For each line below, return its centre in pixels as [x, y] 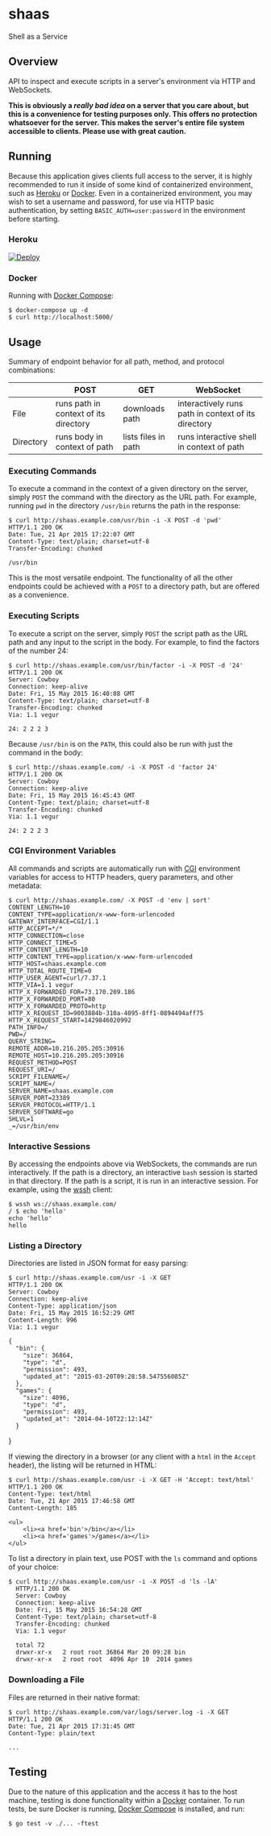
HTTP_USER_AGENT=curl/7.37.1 [57, 978]
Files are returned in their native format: [74, 1697]
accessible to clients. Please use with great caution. [98, 131]
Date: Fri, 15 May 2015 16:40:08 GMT [72, 693]
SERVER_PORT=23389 [39, 1097]
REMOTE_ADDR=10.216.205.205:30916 [67, 1048]
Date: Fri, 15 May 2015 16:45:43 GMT [72, 795]
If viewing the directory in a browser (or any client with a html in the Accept [132, 1457]
